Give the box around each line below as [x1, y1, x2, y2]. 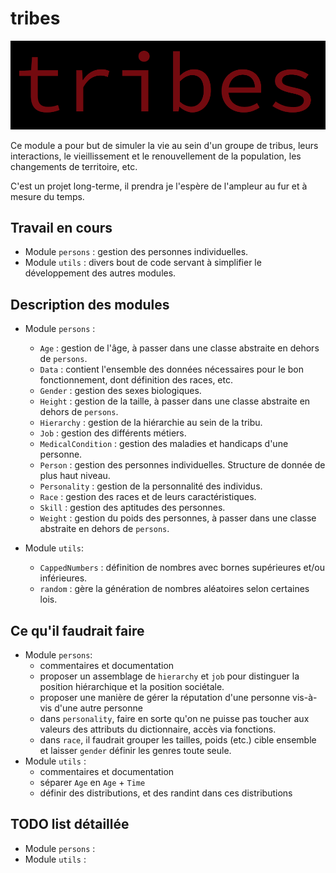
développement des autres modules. [24, 267, 177, 279]
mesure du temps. [10, 190, 85, 202]
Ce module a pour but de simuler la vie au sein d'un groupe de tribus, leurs [10, 139, 319, 151]
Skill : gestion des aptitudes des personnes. [39, 502, 226, 514]
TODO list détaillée [10, 816, 130, 833]
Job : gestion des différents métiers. [39, 427, 187, 439]
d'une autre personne [54, 702, 143, 714]
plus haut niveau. [39, 470, 111, 482]
